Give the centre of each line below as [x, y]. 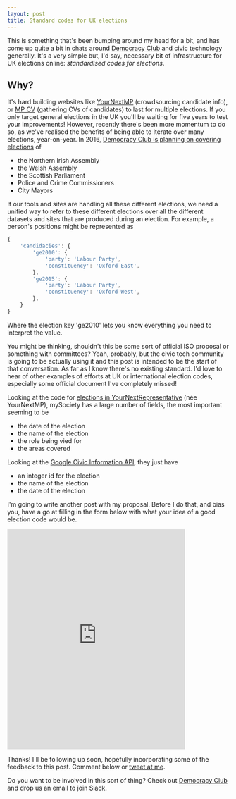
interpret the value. [35, 333]
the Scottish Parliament [51, 175]
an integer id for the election [58, 476]
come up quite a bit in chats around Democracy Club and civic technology [115, 48]
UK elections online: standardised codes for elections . [86, 63]
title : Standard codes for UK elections [68, 20]
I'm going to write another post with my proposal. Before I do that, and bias [116, 504]
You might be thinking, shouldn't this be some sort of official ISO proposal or [118, 346]
